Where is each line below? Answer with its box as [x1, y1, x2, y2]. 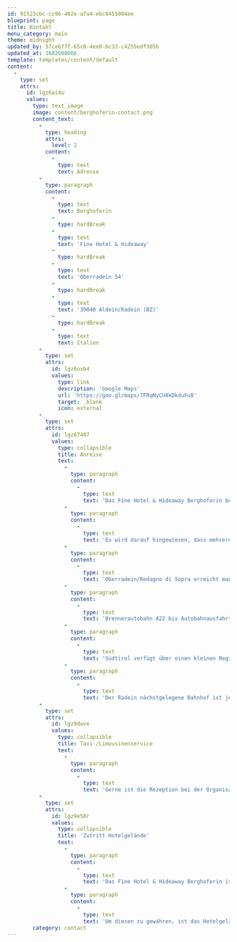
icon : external [57, 405, 102, 412]
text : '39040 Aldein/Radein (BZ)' [57, 306, 159, 313]
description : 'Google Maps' [57, 385, 140, 392]
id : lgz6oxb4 [51, 366, 90, 373]
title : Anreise [57, 450, 102, 458]
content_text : [32, 115, 74, 122]
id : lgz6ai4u [25, 89, 65, 96]
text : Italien [57, 339, 99, 347]
